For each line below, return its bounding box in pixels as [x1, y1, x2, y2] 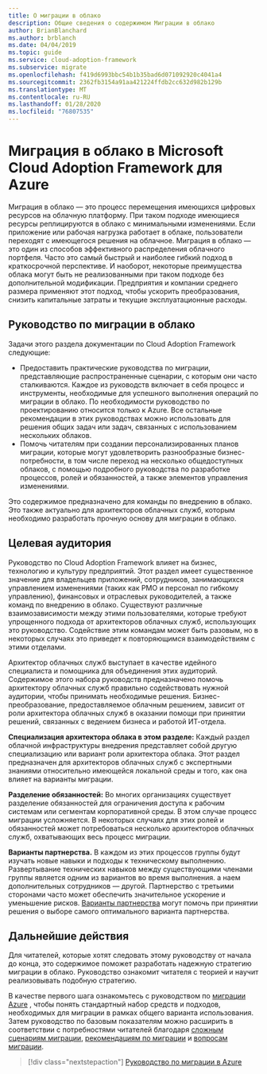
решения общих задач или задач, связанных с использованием [19, 422, 237, 432]
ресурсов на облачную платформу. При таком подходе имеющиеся [8, 210, 240, 219]
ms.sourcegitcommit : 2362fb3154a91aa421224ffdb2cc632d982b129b [8, 78, 222, 86]
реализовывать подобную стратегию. [8, 975, 137, 986]
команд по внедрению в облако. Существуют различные [8, 599, 203, 609]
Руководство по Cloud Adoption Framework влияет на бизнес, [8, 557, 217, 567]
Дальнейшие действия [8, 929, 130, 943]
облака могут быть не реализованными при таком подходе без [8, 269, 225, 279]
